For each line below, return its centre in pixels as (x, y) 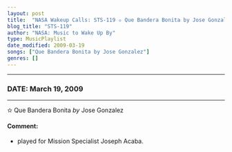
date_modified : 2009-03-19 (46, 45)
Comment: (23, 126)
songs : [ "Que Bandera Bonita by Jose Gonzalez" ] (78, 52)
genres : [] (23, 58)
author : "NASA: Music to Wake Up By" (61, 33)
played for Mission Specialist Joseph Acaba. (80, 141)
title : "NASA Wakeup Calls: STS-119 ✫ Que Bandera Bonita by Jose (106, 20)
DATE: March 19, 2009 (45, 89)
